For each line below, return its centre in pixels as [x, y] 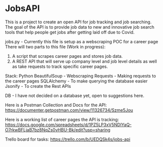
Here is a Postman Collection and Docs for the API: [56, 105]
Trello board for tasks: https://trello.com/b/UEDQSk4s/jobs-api [68, 139]
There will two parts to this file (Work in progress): [55, 47]
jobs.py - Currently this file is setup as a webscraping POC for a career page [81, 41]
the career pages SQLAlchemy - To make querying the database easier [76, 81]
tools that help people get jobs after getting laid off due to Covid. [70, 32]
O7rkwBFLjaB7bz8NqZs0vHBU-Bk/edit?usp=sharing [58, 130]
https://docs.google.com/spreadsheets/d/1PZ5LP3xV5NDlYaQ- [68, 125]
